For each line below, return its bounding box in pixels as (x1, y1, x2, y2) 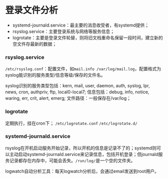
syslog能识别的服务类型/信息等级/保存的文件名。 (5, 72, 106, 78)
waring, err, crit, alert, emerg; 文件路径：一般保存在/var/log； (5, 95, 131, 101)
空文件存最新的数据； (12, 41, 57, 47)
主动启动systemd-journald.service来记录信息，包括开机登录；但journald (9, 151, 159, 157)
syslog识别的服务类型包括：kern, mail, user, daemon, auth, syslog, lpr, (5, 83, 150, 89)
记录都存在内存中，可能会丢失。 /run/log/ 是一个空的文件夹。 (9, 157, 135, 163)
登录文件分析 (5, 5, 59, 16)
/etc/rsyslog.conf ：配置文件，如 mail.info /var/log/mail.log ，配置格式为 (5, 66, 161, 72)
